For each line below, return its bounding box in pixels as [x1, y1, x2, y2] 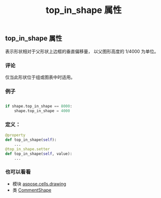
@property [5, 133, 26, 138]
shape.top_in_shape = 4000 [14, 108, 70, 113]
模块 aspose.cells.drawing [12, 181, 66, 187]
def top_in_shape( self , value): [5, 151, 72, 156]
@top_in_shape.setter [5, 146, 50, 152]
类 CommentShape [12, 187, 51, 193]
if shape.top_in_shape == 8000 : [5, 104, 72, 109]
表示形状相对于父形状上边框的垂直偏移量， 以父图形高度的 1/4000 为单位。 [5, 48, 159, 54]
